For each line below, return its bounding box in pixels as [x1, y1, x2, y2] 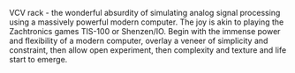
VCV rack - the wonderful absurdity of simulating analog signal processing [9, 8, 281, 18]
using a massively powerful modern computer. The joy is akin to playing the [9, 17, 284, 27]
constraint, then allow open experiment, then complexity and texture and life [9, 45, 287, 55]
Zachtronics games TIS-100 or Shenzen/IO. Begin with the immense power [9, 26, 281, 36]
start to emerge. [9, 55, 68, 64]
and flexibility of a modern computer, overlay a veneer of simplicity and [9, 35, 269, 46]
